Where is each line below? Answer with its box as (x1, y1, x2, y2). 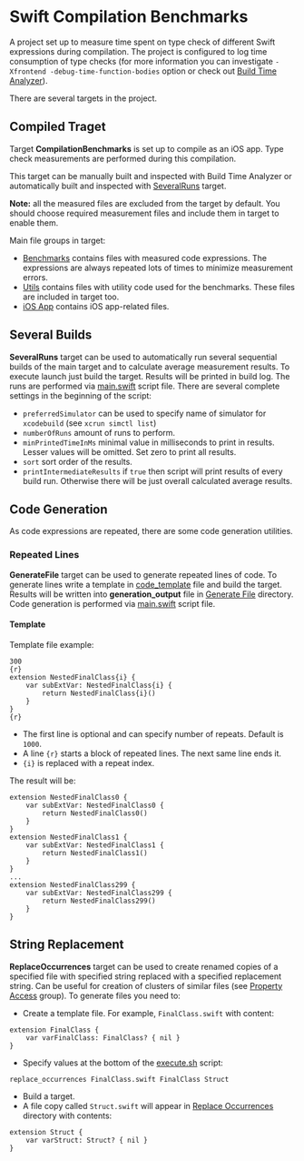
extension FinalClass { (9, 1025, 100, 1035)
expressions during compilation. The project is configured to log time (9, 45, 268, 56)
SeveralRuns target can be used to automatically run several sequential (9, 351, 278, 362)
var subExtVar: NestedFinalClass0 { (25, 801, 165, 810)
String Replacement (9, 937, 124, 953)
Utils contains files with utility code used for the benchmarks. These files (22, 281, 296, 292)
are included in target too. (22, 291, 120, 302)
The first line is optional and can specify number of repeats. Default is (22, 728, 284, 739)
